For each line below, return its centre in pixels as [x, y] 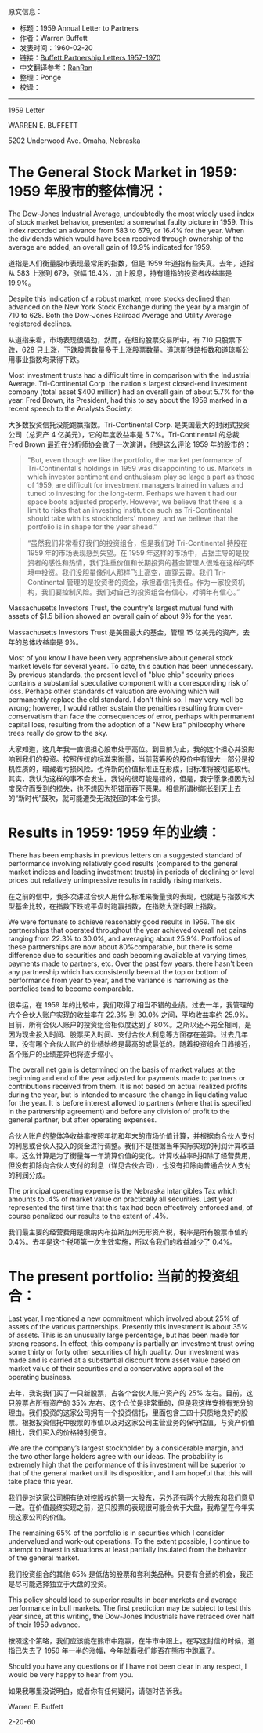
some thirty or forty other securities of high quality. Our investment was [124, 1351]
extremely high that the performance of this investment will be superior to [127, 1464]
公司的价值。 [49, 1517]
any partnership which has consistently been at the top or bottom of [118, 971]
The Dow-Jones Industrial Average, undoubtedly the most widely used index [131, 214]
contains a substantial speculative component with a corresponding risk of [128, 682]
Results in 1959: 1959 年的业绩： [115, 833]
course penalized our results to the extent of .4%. [88, 1216]
